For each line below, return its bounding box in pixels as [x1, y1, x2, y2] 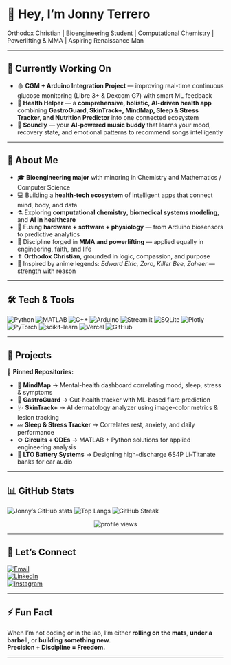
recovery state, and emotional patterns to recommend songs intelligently [16, 127, 223, 136]
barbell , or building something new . [7, 635, 111, 644]
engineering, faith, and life [16, 245, 91, 253]
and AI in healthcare [16, 215, 76, 223]
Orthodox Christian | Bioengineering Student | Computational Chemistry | [7, 29, 214, 37]
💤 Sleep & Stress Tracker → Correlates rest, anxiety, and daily [16, 420, 195, 429]
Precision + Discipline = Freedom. [7, 643, 106, 651]
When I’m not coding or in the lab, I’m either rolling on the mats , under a [7, 628, 213, 637]
